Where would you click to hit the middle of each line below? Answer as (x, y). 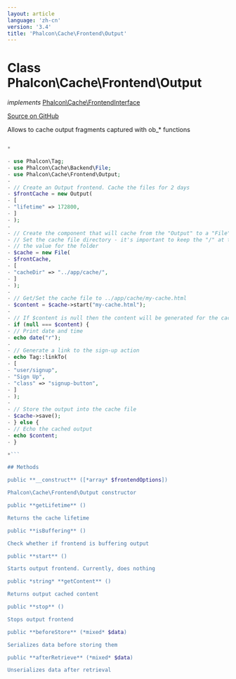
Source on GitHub (33, 116)
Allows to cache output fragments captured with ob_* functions (99, 130)
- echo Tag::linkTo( (38, 357)
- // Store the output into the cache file (72, 409)
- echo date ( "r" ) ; (34, 338)
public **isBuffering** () (47, 531)
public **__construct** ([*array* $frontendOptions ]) (88, 480)
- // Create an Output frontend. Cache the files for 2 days (99, 187)
